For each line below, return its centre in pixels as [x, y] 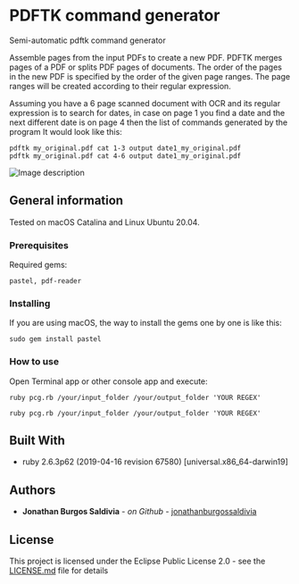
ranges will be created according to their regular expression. [120, 86]
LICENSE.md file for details [59, 571]
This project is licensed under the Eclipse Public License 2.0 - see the [137, 561]
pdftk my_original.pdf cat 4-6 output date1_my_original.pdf [125, 156]
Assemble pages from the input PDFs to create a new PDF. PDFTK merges [146, 57]
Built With [37, 441]
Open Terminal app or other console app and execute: [108, 381]
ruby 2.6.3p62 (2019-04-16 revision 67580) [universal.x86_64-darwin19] [155, 462]
